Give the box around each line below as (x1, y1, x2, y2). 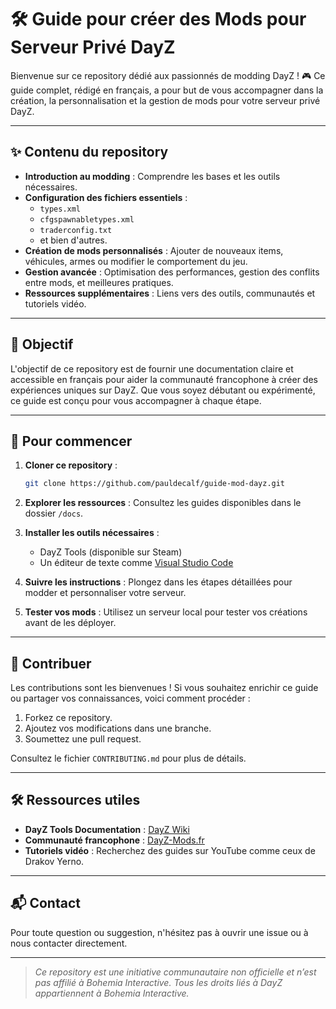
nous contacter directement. (10, 937, 128, 949)
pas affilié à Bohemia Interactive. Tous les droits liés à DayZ (34, 976, 283, 988)
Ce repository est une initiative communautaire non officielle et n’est (34, 966, 317, 978)
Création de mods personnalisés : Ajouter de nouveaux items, (24, 244, 284, 256)
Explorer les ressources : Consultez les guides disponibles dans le (24, 497, 302, 509)
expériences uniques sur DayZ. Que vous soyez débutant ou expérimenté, (10, 384, 316, 396)
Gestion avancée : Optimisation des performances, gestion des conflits (24, 266, 320, 278)
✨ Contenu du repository (10, 144, 169, 161)
